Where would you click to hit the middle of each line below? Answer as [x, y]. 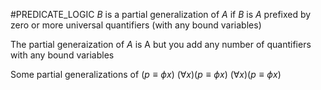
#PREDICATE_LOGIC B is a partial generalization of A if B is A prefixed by [161, 14]
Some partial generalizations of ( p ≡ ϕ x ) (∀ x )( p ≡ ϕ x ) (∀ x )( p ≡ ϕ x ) [146, 74]
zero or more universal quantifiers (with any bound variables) [136, 25]
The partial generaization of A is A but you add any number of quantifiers [161, 44]
